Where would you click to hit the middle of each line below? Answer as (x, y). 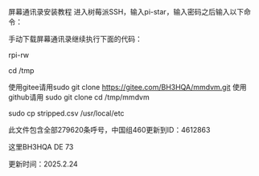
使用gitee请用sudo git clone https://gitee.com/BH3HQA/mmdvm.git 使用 (127, 87)
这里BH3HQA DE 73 (41, 147)
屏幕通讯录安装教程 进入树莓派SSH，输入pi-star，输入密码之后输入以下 (126, 12)
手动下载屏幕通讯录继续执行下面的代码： (75, 39)
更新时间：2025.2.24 (43, 164)
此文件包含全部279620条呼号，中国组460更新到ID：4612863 (109, 130)
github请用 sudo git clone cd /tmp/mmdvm (79, 97)
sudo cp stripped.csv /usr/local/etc (66, 113)
